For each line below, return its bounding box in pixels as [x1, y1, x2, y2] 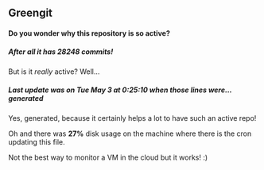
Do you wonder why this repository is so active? [8, 28, 171, 38]
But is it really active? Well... [8, 67, 100, 76]
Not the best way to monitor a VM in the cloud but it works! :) [8, 153, 208, 162]
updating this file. [8, 137, 65, 146]
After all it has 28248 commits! [8, 47, 114, 56]
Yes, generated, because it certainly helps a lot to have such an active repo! [8, 113, 257, 122]
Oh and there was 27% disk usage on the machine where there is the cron [8, 129, 252, 138]
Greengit [8, 6, 53, 20]
